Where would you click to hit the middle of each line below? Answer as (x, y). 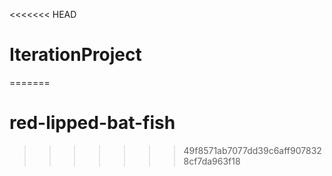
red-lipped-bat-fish (92, 123)
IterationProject (75, 55)
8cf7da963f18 (212, 161)
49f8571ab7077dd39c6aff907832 (252, 150)
